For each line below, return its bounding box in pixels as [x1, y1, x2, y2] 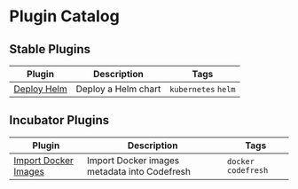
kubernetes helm [169, 84, 237, 94]
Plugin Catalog [9, 6, 120, 27]
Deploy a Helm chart [75, 83, 161, 95]
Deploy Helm [13, 83, 68, 95]
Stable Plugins [9, 42, 91, 57]
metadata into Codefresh [87, 165, 191, 177]
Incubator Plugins [9, 113, 110, 128]
